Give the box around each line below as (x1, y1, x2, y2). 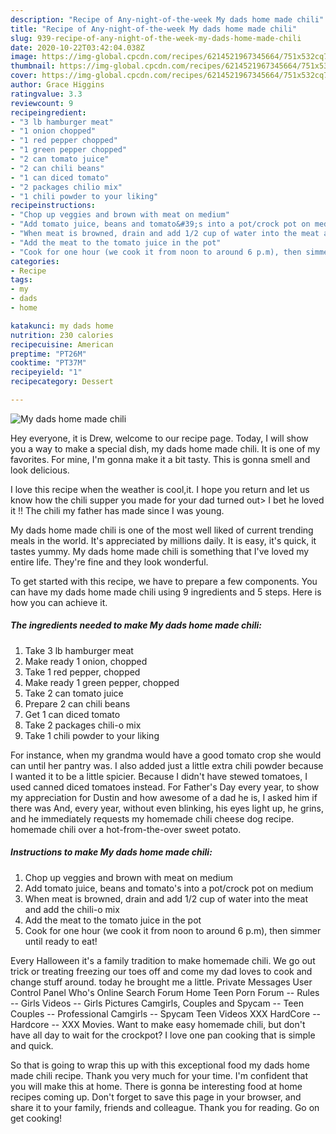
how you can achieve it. (10, 596, 108, 608)
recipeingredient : (10, 107, 87, 118)
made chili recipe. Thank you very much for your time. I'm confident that (10, 1069, 308, 1081)
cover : (10, 71, 38, 81)
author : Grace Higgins (10, 80, 105, 90)
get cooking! (10, 1112, 63, 1124)
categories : (10, 256, 60, 266)
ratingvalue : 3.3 (10, 89, 83, 99)
